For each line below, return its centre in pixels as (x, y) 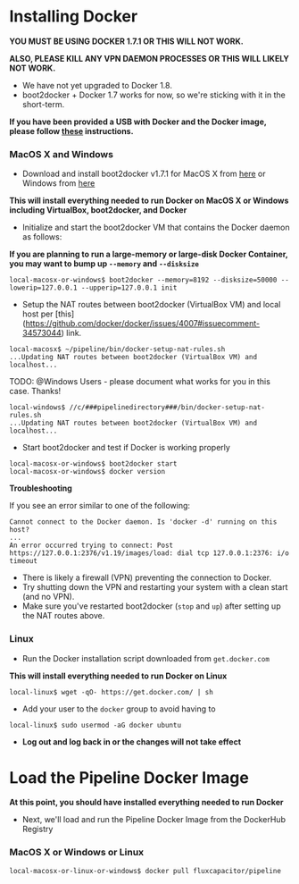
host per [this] (48, 314)
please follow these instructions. (71, 130)
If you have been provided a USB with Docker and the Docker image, (138, 122)
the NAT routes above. (63, 616)
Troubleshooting (41, 488)
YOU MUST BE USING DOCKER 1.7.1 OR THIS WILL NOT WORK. (126, 41)
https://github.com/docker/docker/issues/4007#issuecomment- (143, 324)
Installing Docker (74, 17)
